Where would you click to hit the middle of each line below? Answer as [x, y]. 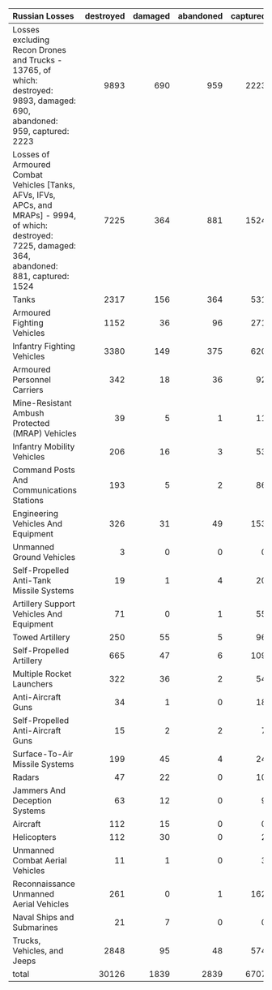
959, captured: [41, 131]
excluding [31, 40]
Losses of [31, 155]
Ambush [28, 413]
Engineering [36, 513]
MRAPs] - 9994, [45, 215]
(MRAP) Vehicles [45, 433]
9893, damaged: [45, 101]
